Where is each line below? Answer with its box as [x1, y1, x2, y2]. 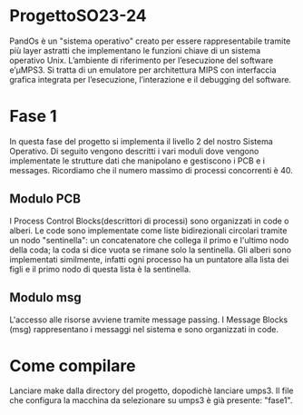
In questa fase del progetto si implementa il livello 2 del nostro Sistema [9, 135, 274, 146]
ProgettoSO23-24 [9, 5, 147, 26]
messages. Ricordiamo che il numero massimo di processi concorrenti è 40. [9, 164, 293, 175]
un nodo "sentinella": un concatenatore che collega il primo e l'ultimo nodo [9, 234, 289, 245]
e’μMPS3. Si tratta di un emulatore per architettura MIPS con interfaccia [9, 64, 277, 75]
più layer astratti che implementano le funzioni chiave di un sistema [9, 44, 261, 55]
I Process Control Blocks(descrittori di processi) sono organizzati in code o [9, 215, 289, 226]
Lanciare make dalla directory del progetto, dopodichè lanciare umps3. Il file [9, 385, 294, 396]
